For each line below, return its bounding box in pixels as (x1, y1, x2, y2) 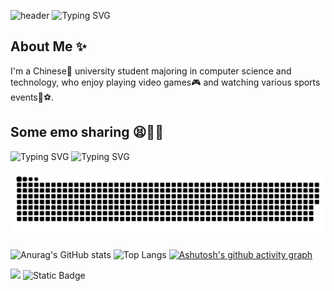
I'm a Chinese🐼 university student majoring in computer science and (10, 65, 292, 77)
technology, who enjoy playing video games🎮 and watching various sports (10, 76, 321, 88)
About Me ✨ (10, 38, 87, 55)
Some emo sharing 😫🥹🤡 (10, 124, 164, 141)
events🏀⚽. (10, 91, 55, 103)
